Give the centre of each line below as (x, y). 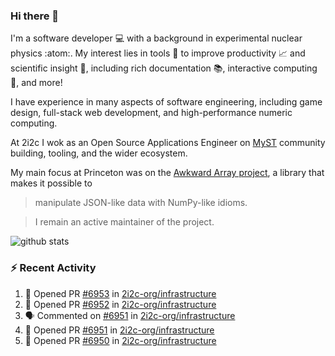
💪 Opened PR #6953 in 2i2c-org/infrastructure (120, 293)
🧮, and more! (36, 83)
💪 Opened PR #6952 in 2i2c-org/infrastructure (120, 304)
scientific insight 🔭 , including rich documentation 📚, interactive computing (164, 68)
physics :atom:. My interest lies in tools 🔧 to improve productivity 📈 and (158, 53)
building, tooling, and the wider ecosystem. (99, 153)
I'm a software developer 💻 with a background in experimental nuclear (156, 38)
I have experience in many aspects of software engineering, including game (166, 102)
